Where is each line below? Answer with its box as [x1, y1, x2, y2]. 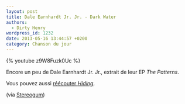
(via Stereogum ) [6, 91, 45, 98]
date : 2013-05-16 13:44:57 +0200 [6, 36, 88, 41]
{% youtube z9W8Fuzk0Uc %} [6, 57, 81, 64]
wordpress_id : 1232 [6, 30, 54, 36]
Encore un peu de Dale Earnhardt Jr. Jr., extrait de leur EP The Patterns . [6, 68, 180, 75]
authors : [6, 19, 28, 25]
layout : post [6, 8, 38, 15]
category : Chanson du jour [6, 41, 72, 47]
